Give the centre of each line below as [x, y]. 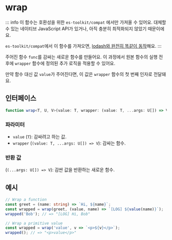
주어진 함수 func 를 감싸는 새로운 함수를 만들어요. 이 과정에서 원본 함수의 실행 [81, 57]
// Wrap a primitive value [34, 223]
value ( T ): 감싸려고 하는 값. [39, 136]
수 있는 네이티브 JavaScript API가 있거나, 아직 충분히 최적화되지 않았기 [76, 28]
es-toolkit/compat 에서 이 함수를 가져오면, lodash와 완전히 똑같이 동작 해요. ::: [83, 46]
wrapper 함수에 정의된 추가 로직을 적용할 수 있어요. [65, 63]
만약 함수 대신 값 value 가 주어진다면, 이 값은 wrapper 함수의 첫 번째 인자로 [79, 74]
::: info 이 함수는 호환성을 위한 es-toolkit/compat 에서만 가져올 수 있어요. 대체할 [86, 22]
